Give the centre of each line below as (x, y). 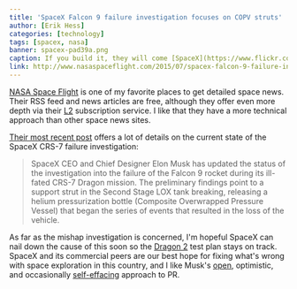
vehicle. (45, 220)
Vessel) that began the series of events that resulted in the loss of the (157, 210)
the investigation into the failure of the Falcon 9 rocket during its (147, 172)
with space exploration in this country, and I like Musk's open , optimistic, (141, 265)
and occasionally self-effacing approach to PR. (95, 274)
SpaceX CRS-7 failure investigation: (74, 146)
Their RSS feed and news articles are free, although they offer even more (142, 101)
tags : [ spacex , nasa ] (49, 42)
